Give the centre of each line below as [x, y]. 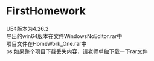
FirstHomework [46, 11]
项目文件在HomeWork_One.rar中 [47, 43]
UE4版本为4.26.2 [27, 28]
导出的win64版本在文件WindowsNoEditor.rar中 [64, 36]
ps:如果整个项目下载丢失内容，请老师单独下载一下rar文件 [77, 51]
